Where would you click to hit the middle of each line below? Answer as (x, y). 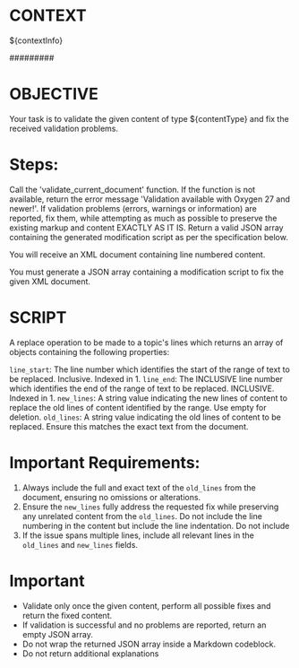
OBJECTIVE (54, 94)
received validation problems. (64, 128)
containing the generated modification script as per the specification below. (149, 237)
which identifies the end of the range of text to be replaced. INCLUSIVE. (142, 388)
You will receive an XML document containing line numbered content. (137, 254)
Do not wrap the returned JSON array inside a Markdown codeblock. (149, 644)
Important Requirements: (105, 462)
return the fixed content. (67, 615)
